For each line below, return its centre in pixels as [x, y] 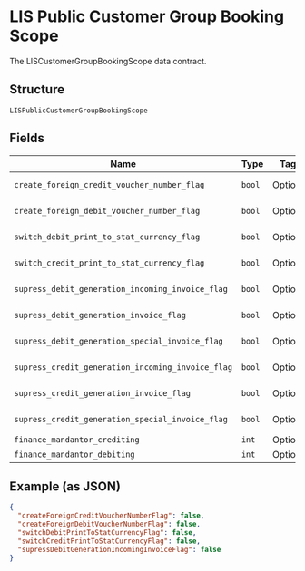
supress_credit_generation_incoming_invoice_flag [123, 367]
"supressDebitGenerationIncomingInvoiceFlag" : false [119, 549]
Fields [27, 138]
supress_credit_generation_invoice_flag [102, 393]
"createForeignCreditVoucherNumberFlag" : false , [111, 516]
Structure [37, 89]
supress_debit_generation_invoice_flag [100, 315]
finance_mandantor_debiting [74, 454]
